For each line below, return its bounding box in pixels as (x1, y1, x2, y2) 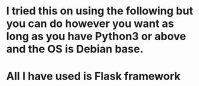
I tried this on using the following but (6, 4, 194, 18)
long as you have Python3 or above (6, 30, 186, 43)
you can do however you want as (6, 17, 174, 30)
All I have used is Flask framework (6, 70, 181, 83)
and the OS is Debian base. (6, 42, 144, 56)
